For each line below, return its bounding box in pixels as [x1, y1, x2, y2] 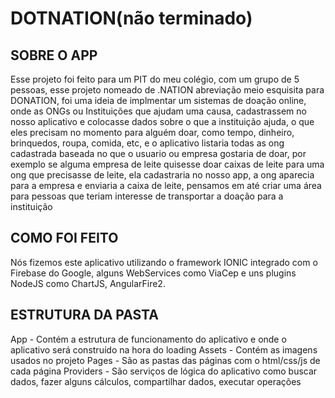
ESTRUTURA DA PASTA [10, 307, 159, 324]
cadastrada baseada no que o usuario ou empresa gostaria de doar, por [10, 148, 307, 159]
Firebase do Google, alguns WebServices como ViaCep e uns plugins [10, 267, 297, 279]
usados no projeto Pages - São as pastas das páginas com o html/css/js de [10, 354, 321, 366]
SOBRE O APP [10, 47, 98, 64]
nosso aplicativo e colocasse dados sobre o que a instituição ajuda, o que [10, 116, 315, 127]
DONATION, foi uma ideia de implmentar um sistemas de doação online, [10, 95, 307, 106]
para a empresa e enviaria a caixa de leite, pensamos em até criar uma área [10, 180, 322, 191]
